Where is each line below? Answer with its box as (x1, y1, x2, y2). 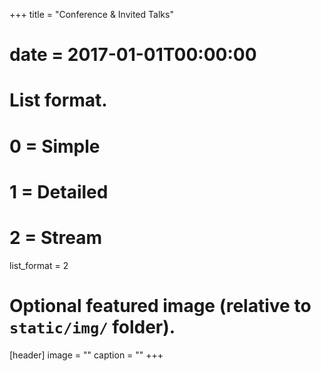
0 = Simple (9, 135, 101, 158)
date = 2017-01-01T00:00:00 (9, 44, 257, 66)
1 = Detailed (9, 180, 109, 203)
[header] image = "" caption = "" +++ (9, 349, 164, 361)
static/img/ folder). (9, 315, 176, 338)
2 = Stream (9, 226, 102, 249)
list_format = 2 (9, 259, 69, 271)
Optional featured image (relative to (9, 294, 312, 317)
